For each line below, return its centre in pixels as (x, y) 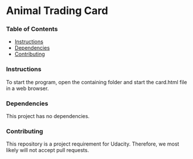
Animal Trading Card (57, 11)
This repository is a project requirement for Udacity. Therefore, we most (93, 144)
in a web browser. (27, 88)
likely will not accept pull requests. (48, 150)
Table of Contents (32, 29)
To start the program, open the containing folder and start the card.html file (96, 82)
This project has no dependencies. (48, 116)
